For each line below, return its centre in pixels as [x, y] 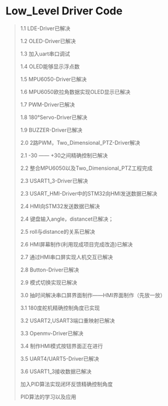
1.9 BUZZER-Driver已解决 [51, 130]
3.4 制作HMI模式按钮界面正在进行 [61, 346]
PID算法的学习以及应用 [48, 396]
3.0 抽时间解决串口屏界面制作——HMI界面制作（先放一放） [93, 295]
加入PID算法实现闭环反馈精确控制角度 [66, 384]
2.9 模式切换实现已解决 [48, 282]
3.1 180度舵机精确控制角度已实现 [60, 308]
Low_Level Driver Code [64, 11]
